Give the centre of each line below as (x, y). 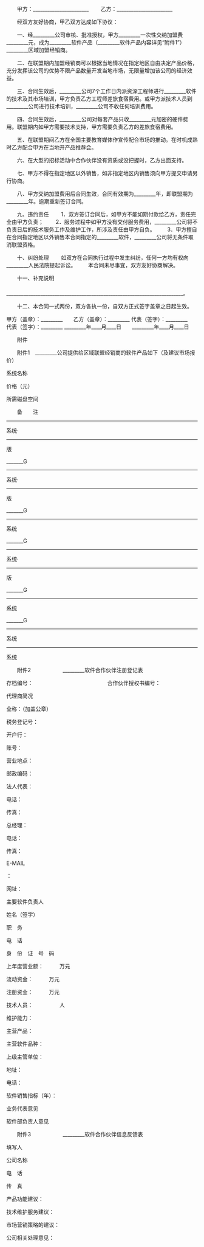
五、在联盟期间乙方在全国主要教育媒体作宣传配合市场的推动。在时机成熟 (107, 140)
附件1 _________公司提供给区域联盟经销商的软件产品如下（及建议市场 (103, 353)
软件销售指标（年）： (32, 1096)
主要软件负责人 (25, 901)
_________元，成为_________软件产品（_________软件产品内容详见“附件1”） (96, 42)
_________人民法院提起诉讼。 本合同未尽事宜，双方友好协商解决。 (93, 265)
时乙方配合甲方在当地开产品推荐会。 (52, 147)
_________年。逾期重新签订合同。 (46, 201)
